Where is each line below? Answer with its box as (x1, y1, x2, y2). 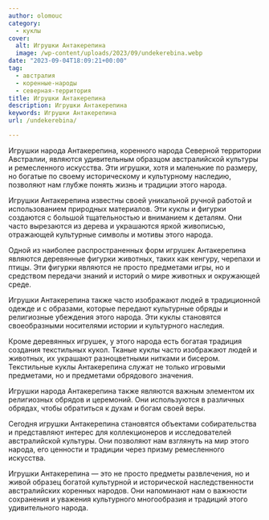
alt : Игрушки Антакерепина (15, 42, 106, 50)
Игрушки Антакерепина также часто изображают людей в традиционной (8, 295, 261, 304)
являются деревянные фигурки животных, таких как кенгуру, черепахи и (8, 254, 261, 263)
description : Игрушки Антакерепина (8, 101, 128, 109)
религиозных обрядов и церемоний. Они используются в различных (8, 394, 245, 404)
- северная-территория (15, 86, 92, 95)
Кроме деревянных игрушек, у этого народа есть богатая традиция (8, 336, 243, 346)
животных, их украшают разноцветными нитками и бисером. (8, 353, 221, 363)
